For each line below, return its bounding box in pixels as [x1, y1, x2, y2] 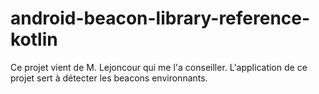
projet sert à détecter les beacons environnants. [10, 72, 208, 84]
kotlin [10, 28, 58, 51]
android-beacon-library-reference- [10, 7, 311, 30]
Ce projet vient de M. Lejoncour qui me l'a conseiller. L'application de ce [10, 61, 308, 73]
